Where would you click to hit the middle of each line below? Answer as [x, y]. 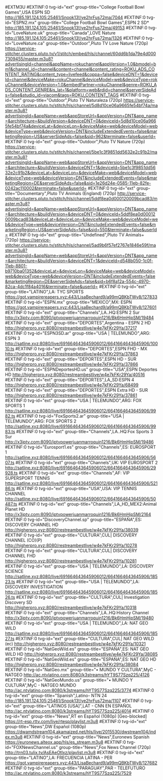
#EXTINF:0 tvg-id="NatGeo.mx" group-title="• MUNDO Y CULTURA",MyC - [81, 670]
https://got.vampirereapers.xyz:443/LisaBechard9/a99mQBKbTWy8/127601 [81, 307]
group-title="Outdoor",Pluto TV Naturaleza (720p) [73, 100]
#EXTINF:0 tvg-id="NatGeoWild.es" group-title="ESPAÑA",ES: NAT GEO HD [81, 659]
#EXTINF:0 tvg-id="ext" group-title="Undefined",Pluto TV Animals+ [77, 235]
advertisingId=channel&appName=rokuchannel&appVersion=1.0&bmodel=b [81, 64]
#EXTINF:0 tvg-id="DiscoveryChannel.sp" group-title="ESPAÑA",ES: [73, 519]
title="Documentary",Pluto [31, 193]
